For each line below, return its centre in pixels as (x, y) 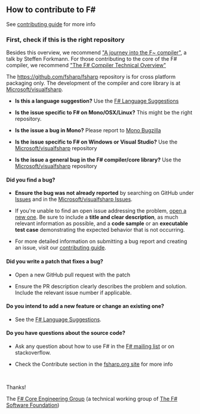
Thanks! (16, 387)
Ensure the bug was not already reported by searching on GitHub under (104, 193)
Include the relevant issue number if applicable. (73, 292)
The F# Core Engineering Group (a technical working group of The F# (92, 399)
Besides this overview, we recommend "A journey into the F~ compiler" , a (96, 52)
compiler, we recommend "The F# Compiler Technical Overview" (86, 66)
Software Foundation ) (33, 405)
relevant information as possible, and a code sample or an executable (101, 223)
